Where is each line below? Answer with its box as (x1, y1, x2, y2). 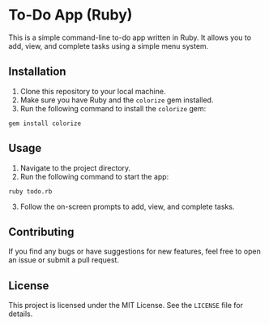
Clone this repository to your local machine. (19, 86, 166, 96)
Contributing (8, 225, 75, 239)
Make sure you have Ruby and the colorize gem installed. (19, 95, 214, 105)
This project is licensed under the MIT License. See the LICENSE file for (8, 301, 243, 310)
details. (8, 309, 33, 318)
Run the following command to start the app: (19, 171, 169, 181)
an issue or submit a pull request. (8, 255, 120, 265)
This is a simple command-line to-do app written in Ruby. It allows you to (8, 32, 252, 42)
